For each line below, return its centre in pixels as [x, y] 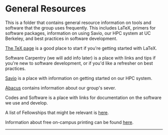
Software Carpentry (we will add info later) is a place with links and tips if [80, 57]
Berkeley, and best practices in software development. [61, 38]
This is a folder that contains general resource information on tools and [78, 22]
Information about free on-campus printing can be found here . [69, 122]
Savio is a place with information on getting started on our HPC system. [79, 78]
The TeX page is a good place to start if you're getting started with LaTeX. [81, 48]
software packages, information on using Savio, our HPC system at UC [78, 33]
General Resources [45, 9]
